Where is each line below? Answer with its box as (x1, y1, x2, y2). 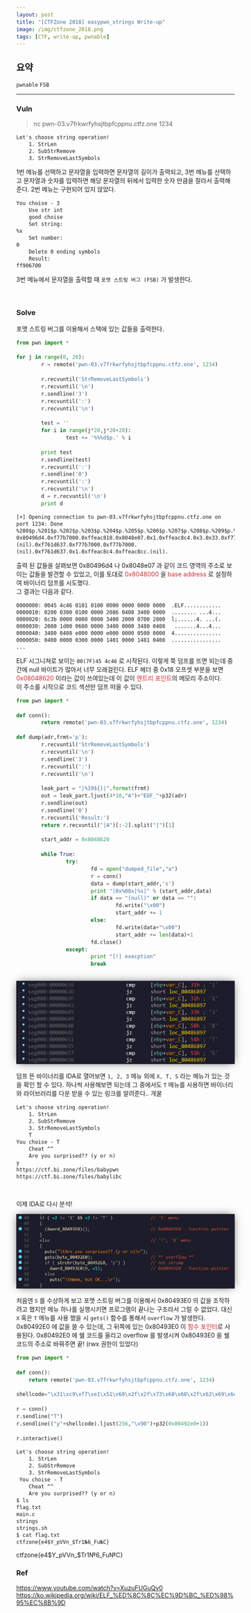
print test (41, 449, 73, 456)
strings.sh (16, 1524, 48, 1532)
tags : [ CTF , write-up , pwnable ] (16, 33, 110, 40)
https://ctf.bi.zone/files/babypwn (16, 1166, 119, 1173)
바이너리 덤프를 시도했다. (23, 578, 91, 587)
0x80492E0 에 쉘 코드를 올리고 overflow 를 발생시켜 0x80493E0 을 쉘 (36, 1331, 230, 1340)
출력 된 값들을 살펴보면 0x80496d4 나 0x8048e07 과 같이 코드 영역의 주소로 (16, 561, 225, 569)
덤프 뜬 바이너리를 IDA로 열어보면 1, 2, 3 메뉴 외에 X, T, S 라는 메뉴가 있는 (16, 1072, 223, 1080)
